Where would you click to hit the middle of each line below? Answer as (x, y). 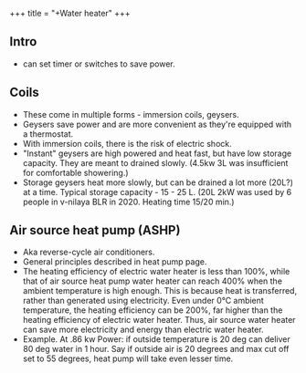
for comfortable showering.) (76, 172)
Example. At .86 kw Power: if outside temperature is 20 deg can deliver (156, 339)
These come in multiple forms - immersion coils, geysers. (131, 114)
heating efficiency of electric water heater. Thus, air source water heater (159, 320)
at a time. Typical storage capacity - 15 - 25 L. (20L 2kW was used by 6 (157, 192)
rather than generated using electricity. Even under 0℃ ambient (143, 301)
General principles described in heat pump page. (115, 262)
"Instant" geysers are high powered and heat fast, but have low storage (157, 153)
